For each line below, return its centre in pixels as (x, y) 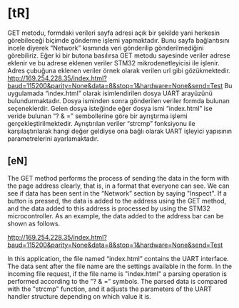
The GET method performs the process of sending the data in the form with (118, 178)
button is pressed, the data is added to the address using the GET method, (117, 201)
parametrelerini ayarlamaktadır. (53, 138)
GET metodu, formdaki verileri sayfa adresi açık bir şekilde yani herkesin (113, 33)
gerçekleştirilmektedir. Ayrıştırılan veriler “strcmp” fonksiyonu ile (101, 123)
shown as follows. (34, 223)
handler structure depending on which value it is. (79, 296)
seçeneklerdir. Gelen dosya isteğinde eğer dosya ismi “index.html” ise (110, 108)
